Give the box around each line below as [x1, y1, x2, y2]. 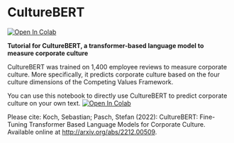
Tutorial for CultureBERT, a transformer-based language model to [7, 41, 204, 50]
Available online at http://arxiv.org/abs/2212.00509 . [7, 127, 157, 136]
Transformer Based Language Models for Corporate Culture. [28, 120, 206, 128]
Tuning [7, 120, 28, 128]
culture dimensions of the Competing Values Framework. [7, 77, 174, 86]
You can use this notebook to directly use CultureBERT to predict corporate [7, 91, 228, 100]
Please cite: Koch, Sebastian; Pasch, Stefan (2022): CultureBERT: [7, 113, 199, 121]
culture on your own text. [7, 98, 81, 107]
